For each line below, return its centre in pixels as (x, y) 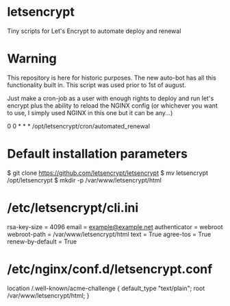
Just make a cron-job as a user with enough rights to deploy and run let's (111, 98)
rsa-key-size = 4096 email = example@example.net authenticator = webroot (115, 226)
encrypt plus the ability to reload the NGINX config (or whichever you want (112, 105)
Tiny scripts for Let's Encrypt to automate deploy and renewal (94, 31)
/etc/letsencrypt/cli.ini (73, 208)
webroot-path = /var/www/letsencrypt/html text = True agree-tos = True (109, 234)
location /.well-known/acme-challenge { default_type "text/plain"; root (106, 288)
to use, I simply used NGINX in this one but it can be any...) (90, 113)
